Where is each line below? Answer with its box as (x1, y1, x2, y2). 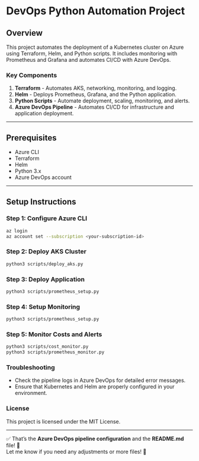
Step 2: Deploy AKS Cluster (6, 247, 87, 256)
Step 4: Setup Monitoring (6, 302, 81, 311)
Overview (6, 28, 43, 38)
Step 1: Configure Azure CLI (6, 214, 88, 222)
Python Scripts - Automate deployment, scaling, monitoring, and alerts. (14, 97, 190, 105)
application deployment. (14, 110, 74, 117)
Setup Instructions (6, 196, 76, 206)
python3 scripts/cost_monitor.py (6, 344, 89, 350)
